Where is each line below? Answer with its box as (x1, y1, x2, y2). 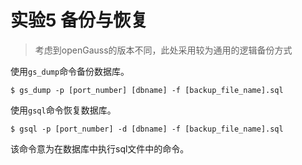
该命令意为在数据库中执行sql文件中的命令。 (10, 142, 190, 155)
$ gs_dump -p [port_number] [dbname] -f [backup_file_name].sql (10, 85, 284, 95)
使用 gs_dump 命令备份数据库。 (10, 65, 130, 77)
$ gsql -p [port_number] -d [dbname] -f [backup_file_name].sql (10, 124, 284, 134)
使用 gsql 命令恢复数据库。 (10, 104, 117, 116)
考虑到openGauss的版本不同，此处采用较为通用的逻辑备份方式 (34, 44, 293, 56)
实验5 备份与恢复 (10, 9, 149, 32)
